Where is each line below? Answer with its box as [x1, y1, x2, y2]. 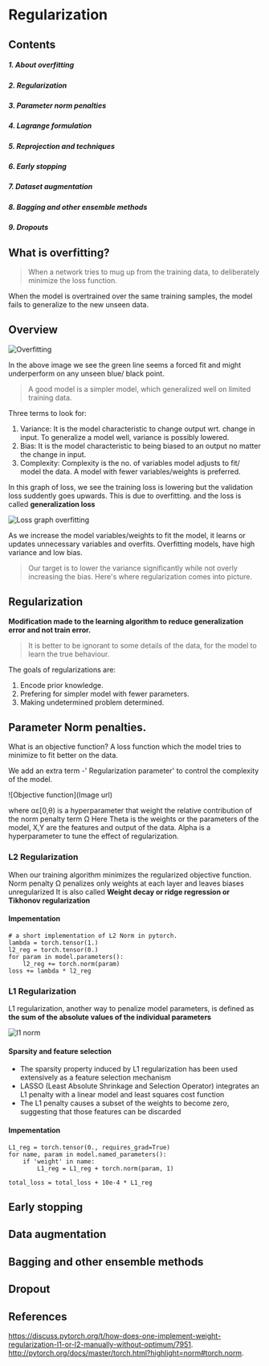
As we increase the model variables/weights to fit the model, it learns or [8, 530, 247, 540]
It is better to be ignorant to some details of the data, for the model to [27, 640, 257, 650]
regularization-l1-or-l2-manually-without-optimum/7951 [8, 1339, 191, 1349]
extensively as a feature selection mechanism [19, 1072, 171, 1083]
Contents [8, 38, 56, 51]
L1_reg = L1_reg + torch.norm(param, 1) [37, 1164, 174, 1172]
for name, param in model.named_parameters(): [8, 1150, 167, 1158]
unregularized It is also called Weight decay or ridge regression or [8, 887, 230, 896]
